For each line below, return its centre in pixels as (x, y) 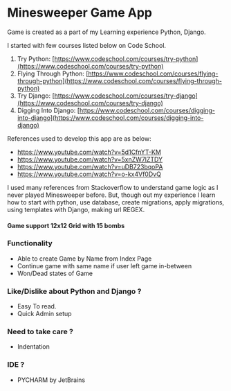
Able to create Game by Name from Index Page (84, 259)
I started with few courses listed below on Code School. (87, 45)
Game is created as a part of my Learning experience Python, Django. (107, 32)
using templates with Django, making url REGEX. (76, 209)
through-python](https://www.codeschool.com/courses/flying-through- (120, 80)
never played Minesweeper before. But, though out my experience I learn (111, 195)
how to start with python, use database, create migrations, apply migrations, (116, 202)
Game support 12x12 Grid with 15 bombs (66, 225)
